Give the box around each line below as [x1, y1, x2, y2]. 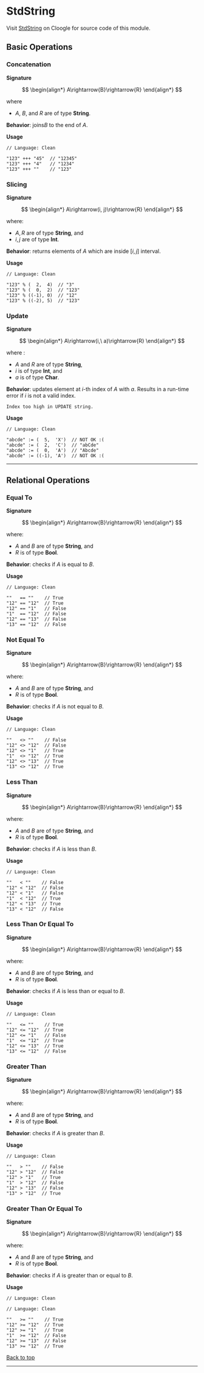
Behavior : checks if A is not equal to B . [6, 703, 104, 710]
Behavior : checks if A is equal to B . [6, 561, 95, 568]
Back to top [6, 1354, 35, 1361]
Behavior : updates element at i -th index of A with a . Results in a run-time [6, 386, 189, 393]
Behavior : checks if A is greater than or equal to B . [6, 1272, 134, 1279]
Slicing [6, 180, 27, 188]
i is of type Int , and [15, 367, 63, 375]
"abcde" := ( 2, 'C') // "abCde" [6, 442, 99, 448]
